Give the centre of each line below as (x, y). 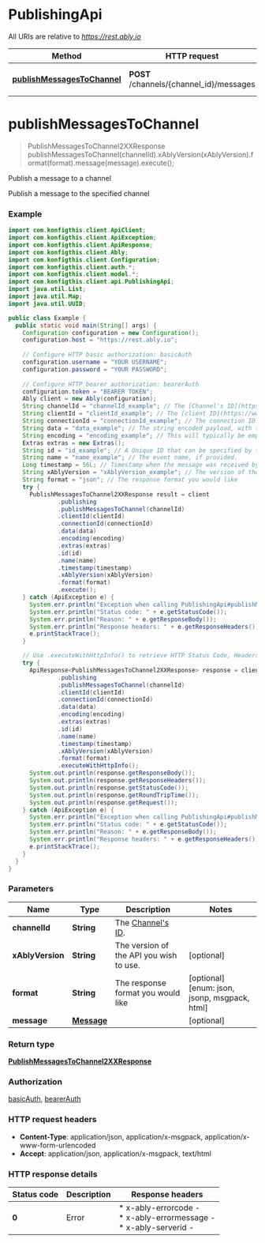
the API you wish (146, 955)
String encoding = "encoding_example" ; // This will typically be (134, 435)
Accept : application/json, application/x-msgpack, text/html (115, 1153)
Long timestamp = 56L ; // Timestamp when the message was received (135, 465)
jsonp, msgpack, (219, 997)
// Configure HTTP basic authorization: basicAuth (107, 355)
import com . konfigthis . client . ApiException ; (82, 238)
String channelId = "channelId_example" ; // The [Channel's (123, 406)
